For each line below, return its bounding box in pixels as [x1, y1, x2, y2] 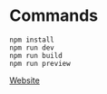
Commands [9, 5, 99, 26]
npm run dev [9, 42, 54, 52]
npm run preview [9, 59, 71, 68]
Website [9, 74, 41, 86]
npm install [9, 35, 54, 44]
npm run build [9, 51, 63, 60]
